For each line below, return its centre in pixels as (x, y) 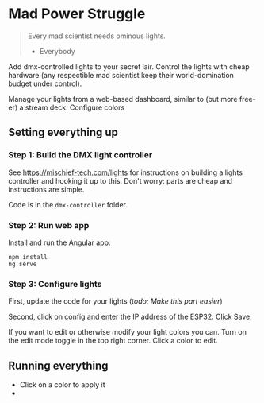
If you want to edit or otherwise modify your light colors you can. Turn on (128, 332)
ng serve (23, 264)
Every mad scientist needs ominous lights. (97, 36)
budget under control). (45, 83)
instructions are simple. (46, 189)
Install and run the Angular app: (59, 242)
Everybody (57, 51)
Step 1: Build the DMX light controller (80, 155)
